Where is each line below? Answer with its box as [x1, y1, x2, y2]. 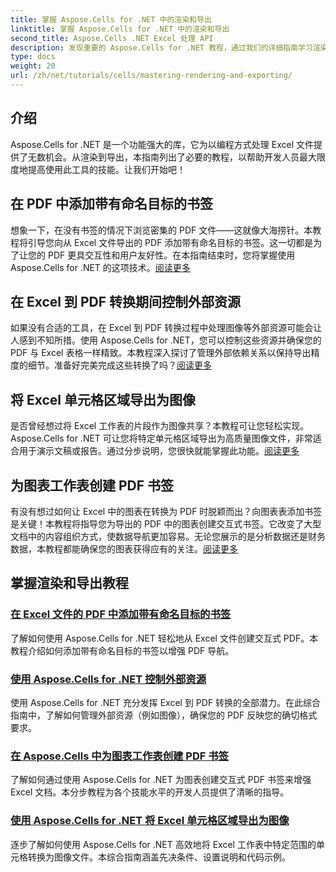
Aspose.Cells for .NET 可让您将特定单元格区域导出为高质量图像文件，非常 [10, 432, 313, 445]
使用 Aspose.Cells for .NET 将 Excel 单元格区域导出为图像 [10, 814, 290, 828]
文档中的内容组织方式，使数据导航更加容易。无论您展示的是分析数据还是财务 [10, 530, 326, 542]
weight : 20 [10, 61, 56, 71]
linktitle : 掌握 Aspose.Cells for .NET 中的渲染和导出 [10, 24, 230, 34]
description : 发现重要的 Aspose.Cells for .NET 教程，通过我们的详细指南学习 [10, 42, 313, 53]
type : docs [10, 52, 56, 62]
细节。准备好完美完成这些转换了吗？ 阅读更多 [27, 359, 212, 371]
